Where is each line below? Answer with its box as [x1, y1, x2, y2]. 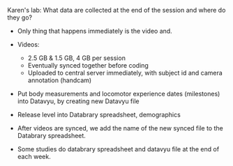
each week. [17, 153, 51, 160]
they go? [7, 13, 33, 22]
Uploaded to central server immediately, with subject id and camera [27, 69, 223, 77]
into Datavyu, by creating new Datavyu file [17, 97, 140, 105]
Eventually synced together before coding [27, 61, 149, 69]
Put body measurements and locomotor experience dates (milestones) [17, 90, 220, 98]
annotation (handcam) [27, 76, 92, 84]
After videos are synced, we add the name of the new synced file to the [17, 124, 223, 132]
